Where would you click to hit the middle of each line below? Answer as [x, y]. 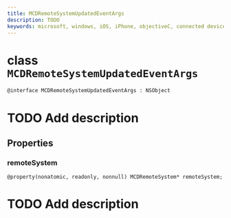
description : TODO [33, 20]
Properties [30, 143]
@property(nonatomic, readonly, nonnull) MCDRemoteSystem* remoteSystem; [115, 177]
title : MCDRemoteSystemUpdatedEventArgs [66, 13]
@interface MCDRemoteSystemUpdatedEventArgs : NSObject [89, 91]
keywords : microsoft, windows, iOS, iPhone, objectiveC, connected [106, 26]
